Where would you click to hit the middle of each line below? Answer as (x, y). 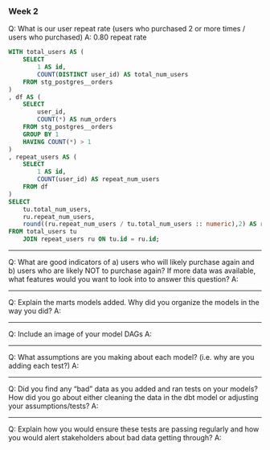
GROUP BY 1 (41, 134)
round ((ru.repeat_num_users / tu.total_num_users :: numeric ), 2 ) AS (140, 224)
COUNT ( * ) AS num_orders (77, 120)
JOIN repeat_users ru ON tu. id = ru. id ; (91, 239)
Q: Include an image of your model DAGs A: (80, 334)
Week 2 (23, 11)
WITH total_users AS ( (46, 52)
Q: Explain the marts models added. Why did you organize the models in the (134, 303)
